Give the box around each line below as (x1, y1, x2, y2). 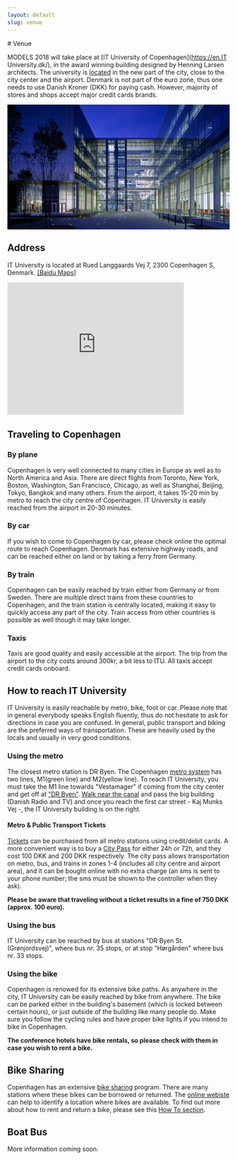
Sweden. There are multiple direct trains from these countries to (7, 593, 194, 602)
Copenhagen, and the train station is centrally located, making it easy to (7, 601, 217, 609)
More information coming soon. (7, 1144, 99, 1153)
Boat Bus (7, 1126, 48, 1138)
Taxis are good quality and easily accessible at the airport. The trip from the (7, 650, 228, 658)
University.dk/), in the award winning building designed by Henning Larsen (7, 60, 224, 68)
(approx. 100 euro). (7, 902, 65, 911)
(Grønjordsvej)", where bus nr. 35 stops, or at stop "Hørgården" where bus (7, 944, 224, 952)
